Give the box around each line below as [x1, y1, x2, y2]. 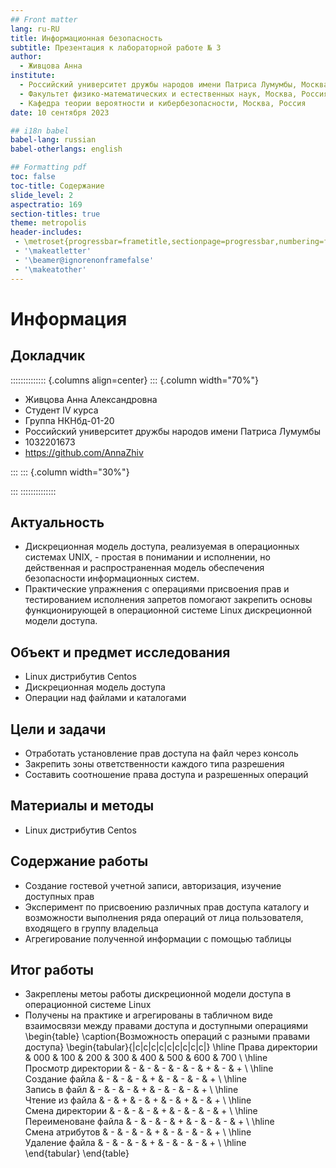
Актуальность [10, 514, 105, 531]
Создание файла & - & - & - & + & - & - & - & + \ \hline [24, 1073, 247, 1085]
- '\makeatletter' [14, 246, 92, 256]
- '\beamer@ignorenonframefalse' [14, 255, 155, 265]
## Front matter [10, 14, 78, 25]
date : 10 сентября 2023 [10, 107, 110, 118]
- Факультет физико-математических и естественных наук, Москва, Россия [19, 89, 329, 99]
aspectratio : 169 [10, 199, 83, 210]
